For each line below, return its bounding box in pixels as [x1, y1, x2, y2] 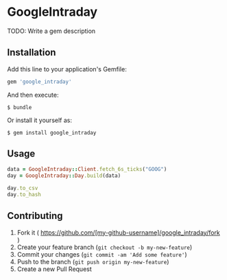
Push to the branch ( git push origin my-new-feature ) [16, 257, 169, 266]
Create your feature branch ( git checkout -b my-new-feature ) [16, 243, 193, 251]
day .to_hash [7, 191, 41, 198]
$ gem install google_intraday [7, 129, 97, 136]
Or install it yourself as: [7, 116, 72, 124]
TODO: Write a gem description [7, 27, 96, 35]
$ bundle [7, 104, 32, 110]
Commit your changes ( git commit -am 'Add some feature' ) [16, 250, 187, 258]
